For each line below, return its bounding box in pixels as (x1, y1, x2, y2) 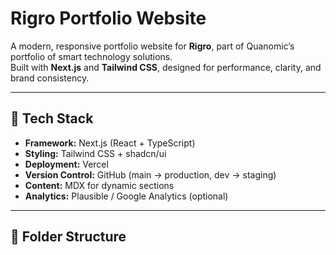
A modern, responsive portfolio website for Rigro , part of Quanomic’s (10, 40, 295, 52)
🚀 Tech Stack (10, 110, 94, 127)
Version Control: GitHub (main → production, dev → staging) (24, 168, 277, 181)
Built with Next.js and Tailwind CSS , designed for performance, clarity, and (10, 61, 322, 73)
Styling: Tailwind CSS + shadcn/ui (24, 147, 167, 159)
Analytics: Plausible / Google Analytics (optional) (24, 190, 229, 202)
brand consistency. (10, 72, 90, 84)
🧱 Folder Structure (10, 228, 127, 246)
